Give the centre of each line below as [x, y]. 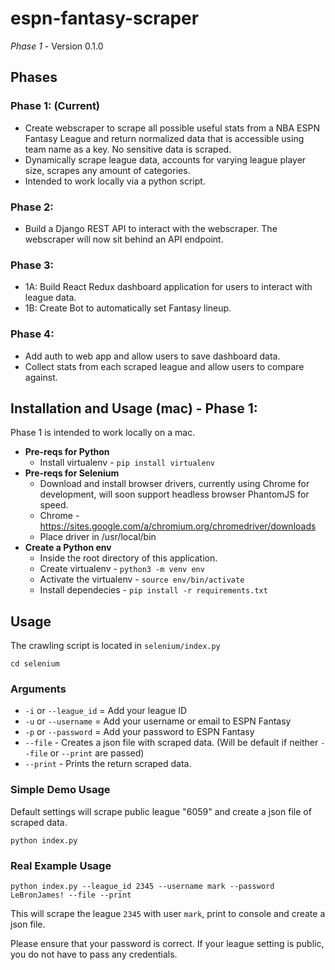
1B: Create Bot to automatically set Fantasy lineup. [128, 308]
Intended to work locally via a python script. [115, 181]
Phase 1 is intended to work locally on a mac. [103, 433]
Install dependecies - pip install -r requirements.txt [153, 590]
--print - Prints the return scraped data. [108, 764]
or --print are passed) [97, 753]
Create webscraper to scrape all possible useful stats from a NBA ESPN [172, 128]
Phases [34, 77]
